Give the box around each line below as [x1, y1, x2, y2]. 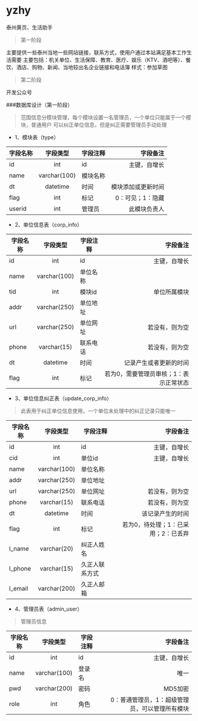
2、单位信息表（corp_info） [14, 221, 82, 228]
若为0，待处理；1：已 [122, 520, 183, 529]
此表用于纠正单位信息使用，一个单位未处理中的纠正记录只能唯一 [20, 407, 176, 414]
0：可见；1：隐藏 [115, 194, 164, 202]
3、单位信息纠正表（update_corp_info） [14, 395, 112, 402]
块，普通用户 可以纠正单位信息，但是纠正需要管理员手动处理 [20, 121, 167, 128]
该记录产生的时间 [141, 509, 189, 517]
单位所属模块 [153, 287, 189, 296]
